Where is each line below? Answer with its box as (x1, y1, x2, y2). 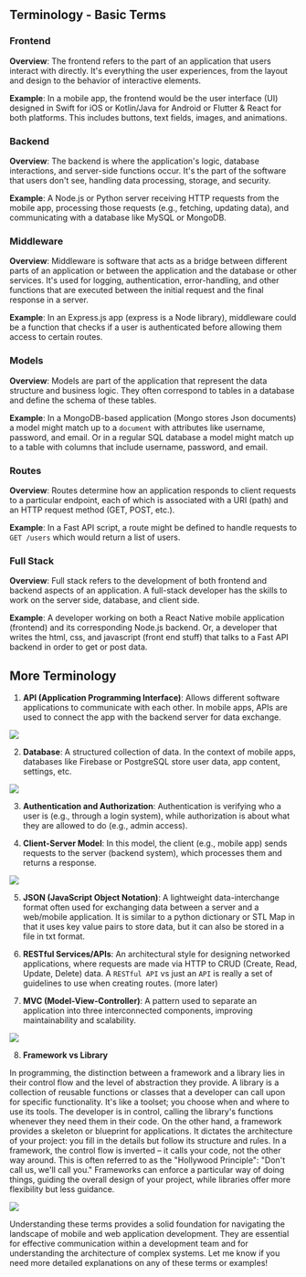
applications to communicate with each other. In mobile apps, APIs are (22, 702, 288, 712)
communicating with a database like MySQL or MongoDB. (9, 212, 227, 223)
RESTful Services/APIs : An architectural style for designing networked (22, 948, 290, 959)
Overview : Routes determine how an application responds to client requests (9, 484, 297, 496)
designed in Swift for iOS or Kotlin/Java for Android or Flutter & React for (9, 102, 281, 113)
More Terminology (9, 668, 117, 683)
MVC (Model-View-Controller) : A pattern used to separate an (22, 995, 258, 1006)
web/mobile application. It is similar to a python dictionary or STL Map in (22, 911, 295, 922)
